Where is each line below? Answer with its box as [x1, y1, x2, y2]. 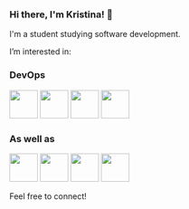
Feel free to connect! [9, 190, 88, 202]
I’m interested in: [9, 46, 71, 57]
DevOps [9, 69, 46, 81]
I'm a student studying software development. [9, 29, 181, 40]
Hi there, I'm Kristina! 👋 [9, 8, 113, 21]
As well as [9, 132, 55, 145]
